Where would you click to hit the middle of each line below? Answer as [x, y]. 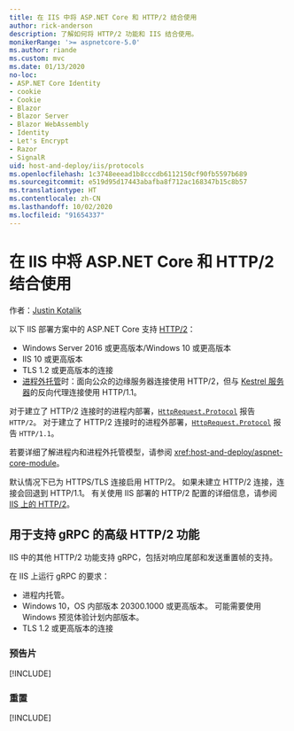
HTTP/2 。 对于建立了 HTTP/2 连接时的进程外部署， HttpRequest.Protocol [140, 422]
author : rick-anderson [51, 26]
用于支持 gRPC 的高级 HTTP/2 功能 [104, 534]
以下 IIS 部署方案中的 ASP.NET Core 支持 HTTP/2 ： [103, 329]
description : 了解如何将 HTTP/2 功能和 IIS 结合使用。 [104, 34]
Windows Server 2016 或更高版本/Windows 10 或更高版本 [127, 347]
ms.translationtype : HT [53, 191]
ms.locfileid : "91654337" [57, 215]
